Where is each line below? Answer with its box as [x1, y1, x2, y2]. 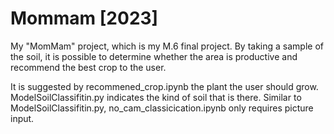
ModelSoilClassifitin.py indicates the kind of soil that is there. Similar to [10, 91, 302, 103]
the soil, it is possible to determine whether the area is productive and [10, 50, 298, 62]
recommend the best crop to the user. [10, 61, 167, 73]
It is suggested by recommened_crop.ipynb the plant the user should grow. [10, 80, 319, 92]
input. [10, 112, 35, 124]
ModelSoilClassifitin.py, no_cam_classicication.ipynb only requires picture [10, 102, 314, 114]
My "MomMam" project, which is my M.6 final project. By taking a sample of [10, 40, 324, 52]
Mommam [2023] [10, 7, 159, 30]
